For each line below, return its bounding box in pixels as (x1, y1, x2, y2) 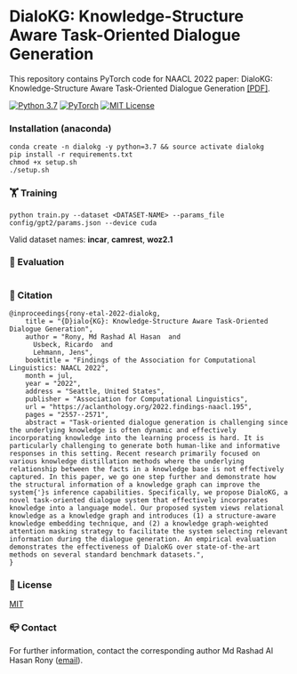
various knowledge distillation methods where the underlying (9, 457, 245, 466)
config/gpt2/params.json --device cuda (9, 218, 157, 228)
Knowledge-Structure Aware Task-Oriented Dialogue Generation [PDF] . (9, 83, 271, 93)
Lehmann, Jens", (32, 349, 93, 357)
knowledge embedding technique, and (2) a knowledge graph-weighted (9, 519, 269, 528)
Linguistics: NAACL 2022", (9, 364, 109, 373)
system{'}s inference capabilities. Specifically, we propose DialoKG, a (9, 488, 289, 497)
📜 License (9, 579, 52, 591)
